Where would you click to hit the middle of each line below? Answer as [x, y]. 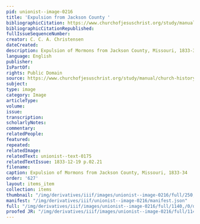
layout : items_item [30, 184]
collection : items [29, 189]
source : [16, 78]
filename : [18, 167]
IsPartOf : [18, 67]
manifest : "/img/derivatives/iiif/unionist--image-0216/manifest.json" [97, 201]
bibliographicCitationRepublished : [50, 28]
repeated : [18, 145]
